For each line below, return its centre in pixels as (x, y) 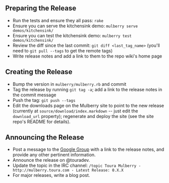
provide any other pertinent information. (54, 155)
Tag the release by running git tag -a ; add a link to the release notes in (87, 89)
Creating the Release (39, 72)
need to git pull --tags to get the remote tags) (63, 50)
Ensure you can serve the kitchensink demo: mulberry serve (75, 26)
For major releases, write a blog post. (51, 175)
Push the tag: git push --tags (44, 100)
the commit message (34, 95)
